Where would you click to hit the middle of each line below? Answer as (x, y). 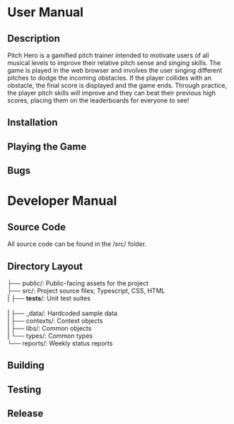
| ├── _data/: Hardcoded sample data (63, 313)
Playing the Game (47, 147)
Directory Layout (45, 266)
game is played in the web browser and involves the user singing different (115, 70)
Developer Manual (62, 201)
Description (34, 39)
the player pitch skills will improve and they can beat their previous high (111, 93)
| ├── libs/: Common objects (49, 328)
